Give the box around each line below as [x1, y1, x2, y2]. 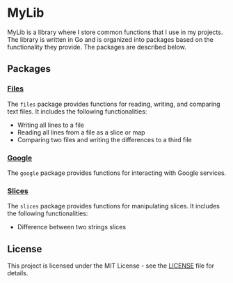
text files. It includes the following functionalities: [7, 107, 147, 116]
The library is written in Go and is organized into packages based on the [7, 35, 214, 43]
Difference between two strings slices [17, 223, 127, 231]
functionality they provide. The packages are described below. [7, 43, 186, 51]
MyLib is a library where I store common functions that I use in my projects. [7, 28, 223, 36]
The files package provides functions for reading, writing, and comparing [7, 100, 220, 108]
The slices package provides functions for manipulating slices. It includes [7, 202, 220, 211]
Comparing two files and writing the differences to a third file [17, 135, 193, 144]
